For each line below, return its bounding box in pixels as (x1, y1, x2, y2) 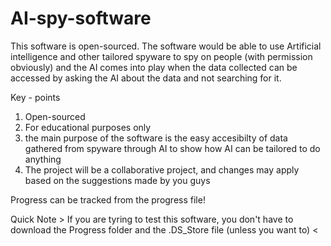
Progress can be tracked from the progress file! (10, 193, 206, 206)
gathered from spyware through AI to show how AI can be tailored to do (24, 142, 321, 154)
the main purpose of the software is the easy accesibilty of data (24, 132, 288, 144)
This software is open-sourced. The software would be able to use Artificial (10, 40, 322, 52)
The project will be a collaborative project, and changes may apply (24, 163, 300, 176)
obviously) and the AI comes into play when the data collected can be (10, 61, 298, 73)
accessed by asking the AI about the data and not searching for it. (10, 72, 282, 84)
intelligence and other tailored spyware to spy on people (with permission (10, 50, 313, 62)
